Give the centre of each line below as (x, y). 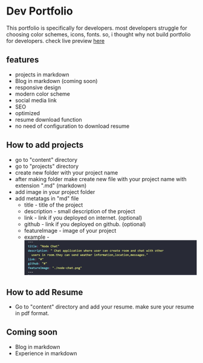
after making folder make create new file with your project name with (101, 179)
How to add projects (45, 145)
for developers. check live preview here (55, 41)
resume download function (49, 119)
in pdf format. (32, 313)
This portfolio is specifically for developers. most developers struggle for (97, 28)
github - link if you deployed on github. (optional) (85, 224)
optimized (27, 113)
